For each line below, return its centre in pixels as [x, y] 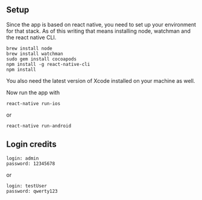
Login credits [31, 144]
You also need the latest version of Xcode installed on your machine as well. [101, 80]
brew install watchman [35, 54]
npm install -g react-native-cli [48, 64]
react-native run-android [39, 126]
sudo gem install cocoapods [42, 59]
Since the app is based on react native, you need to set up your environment [101, 24]
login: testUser [27, 186]
